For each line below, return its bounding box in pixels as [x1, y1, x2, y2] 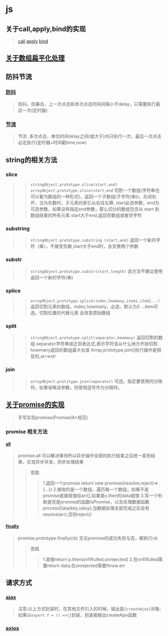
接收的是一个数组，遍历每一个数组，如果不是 [57, 486, 149, 492]
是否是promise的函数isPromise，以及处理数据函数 [47, 499, 150, 505]
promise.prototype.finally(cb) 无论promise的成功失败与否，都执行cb [17, 535, 158, 541]
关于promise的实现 [5, 400, 65, 408]
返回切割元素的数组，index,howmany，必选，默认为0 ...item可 [30, 303, 159, 309]
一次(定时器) [22, 107, 48, 113]
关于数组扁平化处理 [5, 54, 65, 62]
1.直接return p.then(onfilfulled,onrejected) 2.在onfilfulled [42, 556, 159, 562]
